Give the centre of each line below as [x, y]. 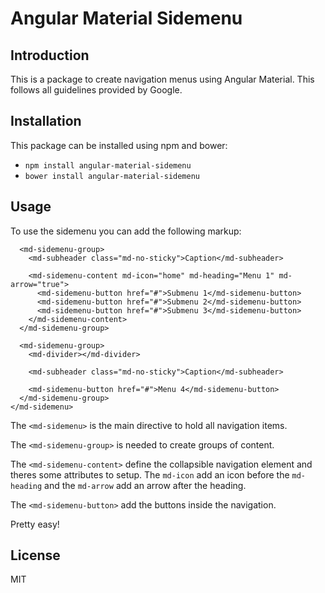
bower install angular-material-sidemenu [112, 176]
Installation [46, 121]
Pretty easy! [35, 524]
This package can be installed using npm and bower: [119, 145]
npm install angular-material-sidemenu [108, 165]
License [35, 555]
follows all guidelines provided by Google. [96, 90]
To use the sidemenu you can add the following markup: [126, 231]
